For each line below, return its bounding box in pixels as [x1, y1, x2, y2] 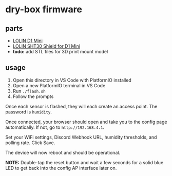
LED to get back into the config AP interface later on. [5, 165, 117, 171]
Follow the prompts [12, 93, 54, 100]
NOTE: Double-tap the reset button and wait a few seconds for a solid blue [5, 159, 164, 165]
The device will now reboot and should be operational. [5, 149, 121, 155]
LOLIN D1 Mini [12, 37, 43, 44]
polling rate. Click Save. [5, 140, 55, 146]
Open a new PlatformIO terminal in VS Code [12, 82, 106, 88]
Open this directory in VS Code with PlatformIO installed [12, 77, 132, 83]
